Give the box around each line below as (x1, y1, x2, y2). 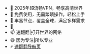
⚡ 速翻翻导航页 (10, 43, 41, 49)
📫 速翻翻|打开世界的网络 (10, 29, 62, 35)
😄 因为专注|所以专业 (10, 37, 53, 43)
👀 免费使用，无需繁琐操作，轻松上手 (10, 11, 85, 17)
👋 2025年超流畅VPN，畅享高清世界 (10, 5, 83, 11)
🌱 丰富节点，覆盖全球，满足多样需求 (10, 18, 85, 23)
